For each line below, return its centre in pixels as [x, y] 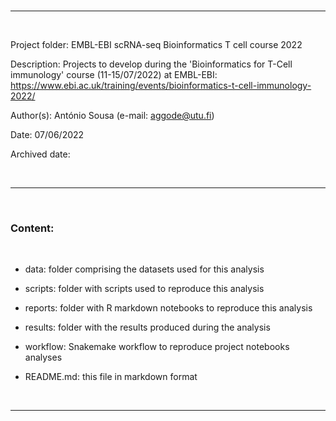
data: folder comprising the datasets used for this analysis [144, 269]
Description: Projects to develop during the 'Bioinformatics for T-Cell [151, 64]
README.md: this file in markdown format [111, 377]
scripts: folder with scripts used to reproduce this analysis [144, 289]
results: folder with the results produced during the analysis [147, 327]
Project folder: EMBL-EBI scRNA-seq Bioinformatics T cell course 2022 [156, 44]
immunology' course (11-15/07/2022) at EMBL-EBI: [114, 74]
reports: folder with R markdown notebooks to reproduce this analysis [168, 308]
